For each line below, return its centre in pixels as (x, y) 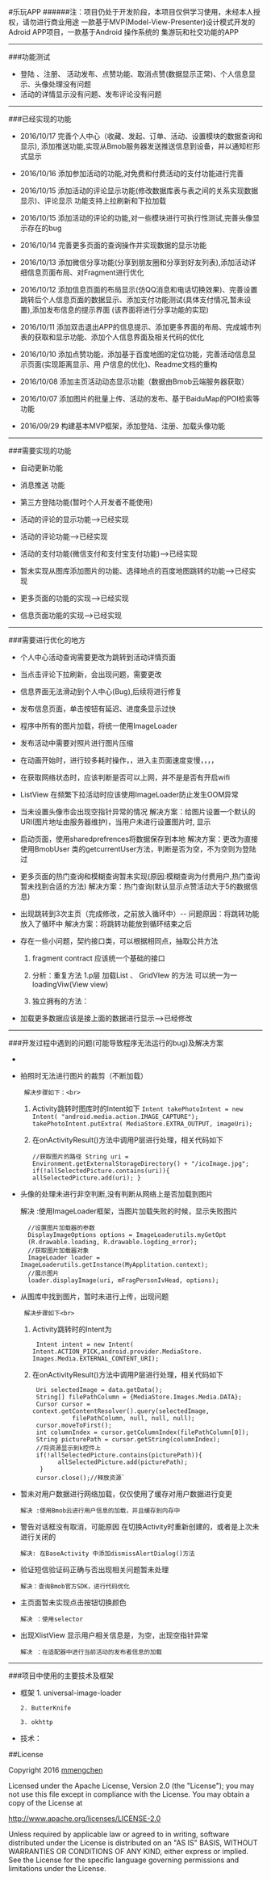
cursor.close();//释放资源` (81, 1478)
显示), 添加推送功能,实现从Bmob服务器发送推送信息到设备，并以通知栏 (137, 146)
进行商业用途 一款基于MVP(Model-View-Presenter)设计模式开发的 (146, 22)
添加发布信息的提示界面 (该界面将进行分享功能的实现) (121, 310)
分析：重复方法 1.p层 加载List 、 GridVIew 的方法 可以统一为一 (135, 975)
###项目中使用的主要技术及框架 (61, 1676)
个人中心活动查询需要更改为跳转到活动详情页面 (98, 657)
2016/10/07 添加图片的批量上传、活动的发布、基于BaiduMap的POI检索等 (140, 399)
